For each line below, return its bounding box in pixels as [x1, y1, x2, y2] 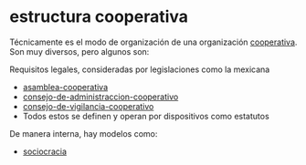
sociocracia [22, 146, 67, 157]
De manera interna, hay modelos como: [9, 128, 158, 139]
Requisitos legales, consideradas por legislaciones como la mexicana [9, 64, 270, 75]
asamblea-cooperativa [22, 81, 109, 92]
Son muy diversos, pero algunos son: [9, 46, 150, 57]
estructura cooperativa [9, 6, 189, 27]
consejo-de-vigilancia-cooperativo [22, 100, 154, 111]
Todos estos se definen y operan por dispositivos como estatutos [22, 110, 269, 121]
